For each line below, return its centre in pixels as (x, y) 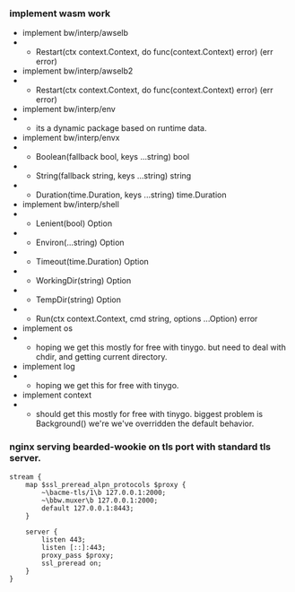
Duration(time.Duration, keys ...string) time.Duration (131, 195)
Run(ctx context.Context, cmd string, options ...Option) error (147, 319)
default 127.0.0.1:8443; (88, 508)
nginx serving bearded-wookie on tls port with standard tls (140, 447)
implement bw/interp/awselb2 (78, 71)
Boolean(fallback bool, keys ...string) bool (113, 157)
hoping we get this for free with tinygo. (107, 386)
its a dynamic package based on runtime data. (121, 128)
